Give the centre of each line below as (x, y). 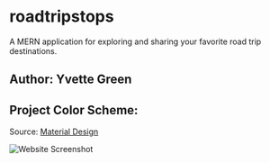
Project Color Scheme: (74, 110)
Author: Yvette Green (71, 80)
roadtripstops (62, 17)
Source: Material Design (54, 131)
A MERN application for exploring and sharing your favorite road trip (135, 41)
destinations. (33, 50)
